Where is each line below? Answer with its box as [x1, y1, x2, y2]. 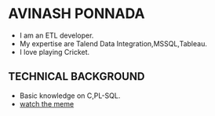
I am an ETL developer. [19, 31, 94, 40]
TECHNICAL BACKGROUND [8, 70, 145, 83]
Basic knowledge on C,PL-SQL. [19, 91, 121, 100]
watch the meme [19, 99, 75, 108]
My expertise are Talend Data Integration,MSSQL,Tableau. [19, 38, 208, 48]
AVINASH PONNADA [8, 5, 145, 23]
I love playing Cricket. [19, 47, 90, 56]
